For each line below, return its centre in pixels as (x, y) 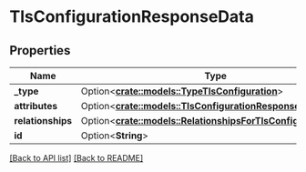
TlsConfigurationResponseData (132, 17)
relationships (43, 121)
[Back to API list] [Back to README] (76, 158)
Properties (40, 51)
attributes (36, 106)
